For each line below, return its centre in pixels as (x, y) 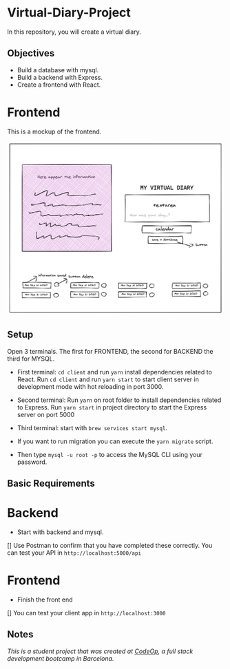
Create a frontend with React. (59, 85)
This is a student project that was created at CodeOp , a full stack (100, 651)
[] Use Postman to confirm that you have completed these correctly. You (110, 545)
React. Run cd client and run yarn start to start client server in (108, 379)
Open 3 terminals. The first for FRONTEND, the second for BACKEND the (110, 351)
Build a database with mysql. (58, 70)
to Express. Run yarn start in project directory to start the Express (112, 407)
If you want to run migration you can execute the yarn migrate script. (115, 441)
